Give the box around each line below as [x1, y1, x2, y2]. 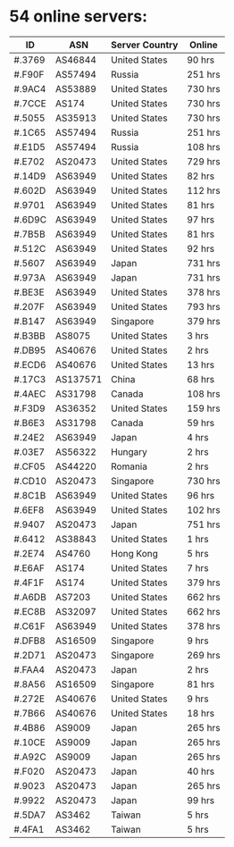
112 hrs [187, 184, 221, 197]
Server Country [110, 38, 179, 51]
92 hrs [187, 242, 215, 255]
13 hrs [187, 358, 215, 371]
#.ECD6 [13, 358, 46, 371]
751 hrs [187, 518, 221, 531]
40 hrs [187, 765, 215, 777]
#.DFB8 [13, 634, 46, 647]
